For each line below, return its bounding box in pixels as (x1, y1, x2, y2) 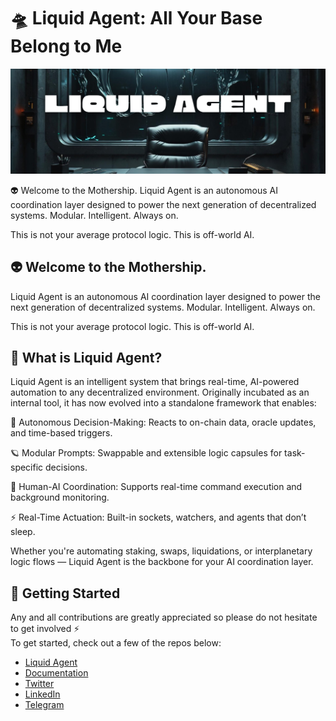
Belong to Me (10, 35, 123, 58)
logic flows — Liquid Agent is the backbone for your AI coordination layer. (10, 556, 314, 568)
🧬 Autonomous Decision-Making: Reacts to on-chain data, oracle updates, (10, 416, 317, 429)
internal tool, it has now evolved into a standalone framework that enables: (10, 397, 317, 409)
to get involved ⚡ (10, 623, 80, 635)
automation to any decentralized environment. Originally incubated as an (10, 386, 310, 399)
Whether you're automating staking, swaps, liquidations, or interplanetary (10, 545, 313, 557)
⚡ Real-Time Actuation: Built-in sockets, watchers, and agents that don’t (10, 511, 307, 524)
